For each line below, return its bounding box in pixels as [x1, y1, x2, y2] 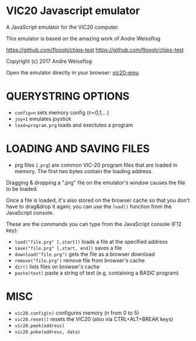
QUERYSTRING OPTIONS [6, 90, 130, 103]
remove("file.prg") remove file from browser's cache [14, 256, 145, 264]
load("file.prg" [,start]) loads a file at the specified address [14, 238, 168, 245]
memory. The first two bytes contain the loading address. [14, 167, 153, 174]
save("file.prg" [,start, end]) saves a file [14, 244, 122, 251]
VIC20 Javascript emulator [6, 4, 140, 18]
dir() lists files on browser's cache [14, 263, 100, 270]
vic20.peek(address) [14, 323, 65, 329]
